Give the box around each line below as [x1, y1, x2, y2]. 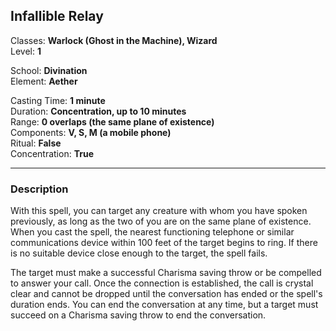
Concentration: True [10, 147, 94, 159]
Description [10, 182, 69, 196]
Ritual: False [10, 137, 62, 149]
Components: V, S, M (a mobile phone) [10, 126, 172, 138]
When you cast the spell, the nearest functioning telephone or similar [10, 226, 295, 238]
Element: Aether [10, 75, 78, 87]
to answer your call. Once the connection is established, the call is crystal [10, 277, 314, 289]
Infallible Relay [10, 8, 104, 25]
